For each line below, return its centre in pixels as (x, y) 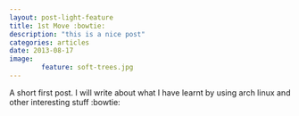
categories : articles (50, 42)
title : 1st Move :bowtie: (57, 26)
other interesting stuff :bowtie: (65, 102)
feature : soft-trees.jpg (87, 68)
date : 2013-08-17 (42, 51)
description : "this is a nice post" (77, 34)
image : (21, 59)
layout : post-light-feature (62, 17)
